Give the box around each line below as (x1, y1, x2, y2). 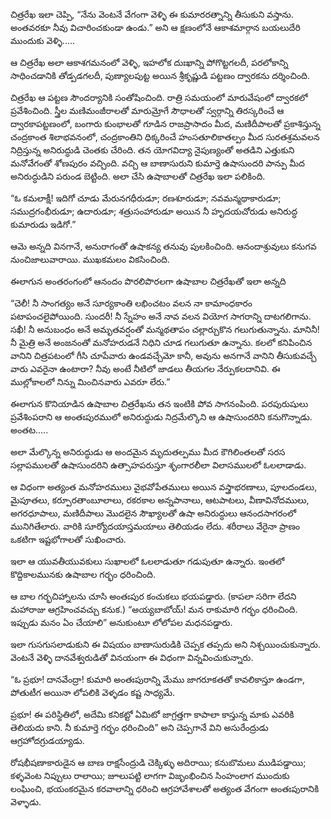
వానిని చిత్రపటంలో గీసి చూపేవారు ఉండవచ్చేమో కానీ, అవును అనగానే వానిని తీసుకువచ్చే (10, 350, 317, 361)
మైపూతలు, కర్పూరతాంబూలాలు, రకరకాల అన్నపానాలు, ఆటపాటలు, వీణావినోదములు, (10, 494, 310, 506)
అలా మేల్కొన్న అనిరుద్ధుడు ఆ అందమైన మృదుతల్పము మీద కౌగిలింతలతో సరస (10, 446, 286, 458)
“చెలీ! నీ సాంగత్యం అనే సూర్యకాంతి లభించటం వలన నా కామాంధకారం (10, 297, 253, 309)
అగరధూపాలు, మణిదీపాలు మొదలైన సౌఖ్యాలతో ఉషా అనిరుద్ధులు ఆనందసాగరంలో (10, 507, 297, 519)
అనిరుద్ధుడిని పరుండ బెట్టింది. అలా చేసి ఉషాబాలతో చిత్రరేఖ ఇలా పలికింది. (10, 170, 266, 182)
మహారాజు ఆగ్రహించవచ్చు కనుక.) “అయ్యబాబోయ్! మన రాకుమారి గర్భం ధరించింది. (10, 604, 298, 615)
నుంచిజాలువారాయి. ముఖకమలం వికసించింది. (10, 254, 170, 265)
